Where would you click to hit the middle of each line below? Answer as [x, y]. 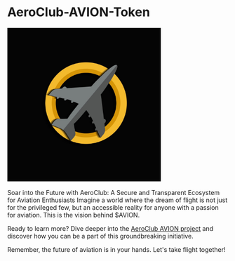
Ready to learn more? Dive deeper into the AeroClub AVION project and [110, 228]
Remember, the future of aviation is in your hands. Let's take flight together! [116, 249]
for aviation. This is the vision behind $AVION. [74, 215]
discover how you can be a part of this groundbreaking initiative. [101, 236]
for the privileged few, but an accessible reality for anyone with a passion [113, 207]
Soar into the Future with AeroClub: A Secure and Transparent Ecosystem [114, 192]
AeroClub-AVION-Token [79, 12]
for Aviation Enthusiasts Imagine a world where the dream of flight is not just [117, 200]
